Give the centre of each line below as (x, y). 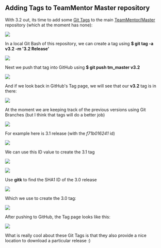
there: (11, 91)
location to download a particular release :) (48, 240)
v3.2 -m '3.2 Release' (27, 49)
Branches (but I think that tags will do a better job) (55, 114)
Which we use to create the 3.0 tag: (41, 198)
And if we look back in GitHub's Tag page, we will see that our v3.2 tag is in (81, 86)
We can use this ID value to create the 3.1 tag (50, 152)
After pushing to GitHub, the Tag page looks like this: (58, 217)
